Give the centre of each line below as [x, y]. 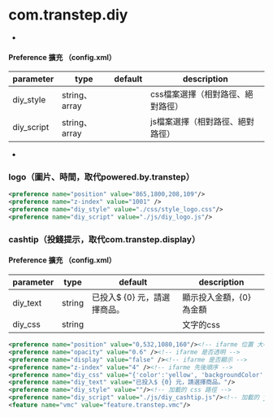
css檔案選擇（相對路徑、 [197, 94]
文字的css [201, 325]
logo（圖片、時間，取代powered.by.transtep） [102, 177]
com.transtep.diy [68, 15]
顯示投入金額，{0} [217, 298]
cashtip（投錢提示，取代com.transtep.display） [104, 239]
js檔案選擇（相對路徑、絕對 [202, 122]
